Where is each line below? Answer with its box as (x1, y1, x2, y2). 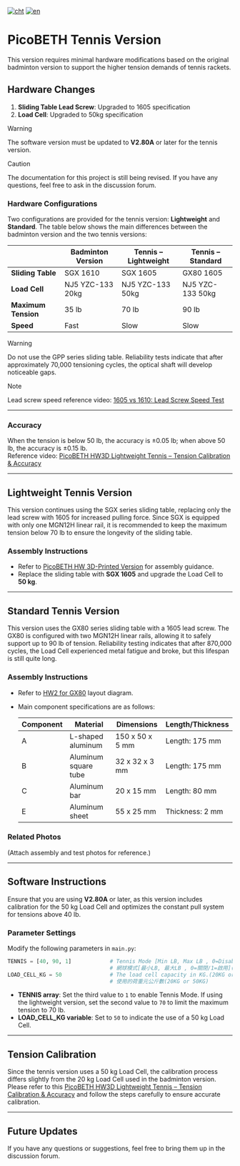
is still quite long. (7, 654, 57, 663)
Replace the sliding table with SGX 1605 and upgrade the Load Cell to (17, 570, 224, 579)
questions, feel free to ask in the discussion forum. (7, 181, 156, 189)
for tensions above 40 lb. (7, 910, 81, 918)
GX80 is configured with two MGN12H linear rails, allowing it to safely (7, 632, 212, 640)
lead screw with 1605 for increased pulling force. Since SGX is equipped (7, 513, 220, 522)
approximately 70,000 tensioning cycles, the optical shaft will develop (7, 361, 213, 369)
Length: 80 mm (165, 786, 217, 796)
